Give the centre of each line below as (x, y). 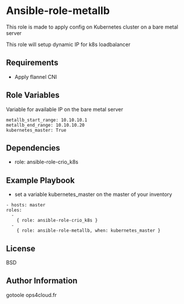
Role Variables (33, 95)
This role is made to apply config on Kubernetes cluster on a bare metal (92, 27)
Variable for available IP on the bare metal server (65, 109)
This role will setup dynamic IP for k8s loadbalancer (68, 44)
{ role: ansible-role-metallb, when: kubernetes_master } (88, 231)
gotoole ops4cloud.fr (32, 295)
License (21, 248)
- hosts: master (26, 205)
